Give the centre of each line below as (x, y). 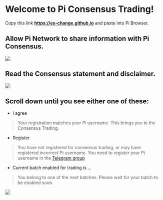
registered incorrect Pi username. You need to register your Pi (81, 153)
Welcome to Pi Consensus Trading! (79, 9)
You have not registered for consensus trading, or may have (79, 148)
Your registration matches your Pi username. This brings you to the (86, 123)
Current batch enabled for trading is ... (52, 168)
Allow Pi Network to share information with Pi (77, 39)
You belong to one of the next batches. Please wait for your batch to (88, 178)
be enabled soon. (35, 183)
